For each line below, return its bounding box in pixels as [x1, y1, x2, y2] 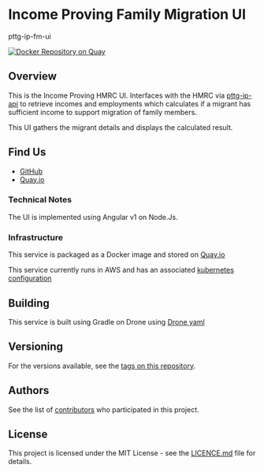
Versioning [8, 340, 63, 354]
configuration [8, 273, 52, 283]
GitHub [19, 166, 43, 176]
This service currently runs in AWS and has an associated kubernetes [8, 266, 235, 275]
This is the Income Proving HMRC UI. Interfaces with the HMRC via [8, 91, 225, 100]
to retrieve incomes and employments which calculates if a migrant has [19, 98, 251, 108]
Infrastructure [8, 232, 64, 243]
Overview [8, 69, 58, 84]
